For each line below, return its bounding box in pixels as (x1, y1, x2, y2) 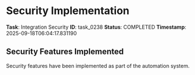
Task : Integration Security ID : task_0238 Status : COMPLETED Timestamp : (6, 23, 186, 30)
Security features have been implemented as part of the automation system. (6, 62, 190, 69)
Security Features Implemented (6, 47, 124, 57)
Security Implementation (6, 4, 130, 18)
